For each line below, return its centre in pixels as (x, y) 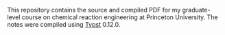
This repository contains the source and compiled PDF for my (94, 10)
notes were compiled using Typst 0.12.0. (64, 24)
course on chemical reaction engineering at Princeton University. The (120, 17)
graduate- (196, 10)
